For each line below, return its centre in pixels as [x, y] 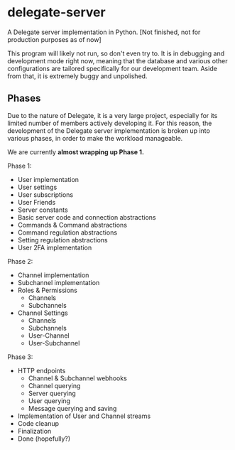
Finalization [34, 431]
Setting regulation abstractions [62, 240]
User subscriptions [45, 194]
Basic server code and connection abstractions [87, 217]
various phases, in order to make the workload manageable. [95, 138]
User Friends [37, 202]
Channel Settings [43, 313]
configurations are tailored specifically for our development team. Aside [113, 68]
